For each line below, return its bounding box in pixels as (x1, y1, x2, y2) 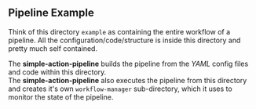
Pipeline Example (8, 6, 94, 20)
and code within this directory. (8, 67, 107, 77)
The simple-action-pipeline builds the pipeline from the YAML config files (8, 59, 249, 68)
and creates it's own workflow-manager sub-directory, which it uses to (8, 84, 233, 93)
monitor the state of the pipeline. (8, 92, 114, 101)
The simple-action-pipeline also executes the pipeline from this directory (8, 75, 247, 85)
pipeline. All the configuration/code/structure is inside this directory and (8, 35, 241, 45)
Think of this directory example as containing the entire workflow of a (8, 27, 231, 36)
